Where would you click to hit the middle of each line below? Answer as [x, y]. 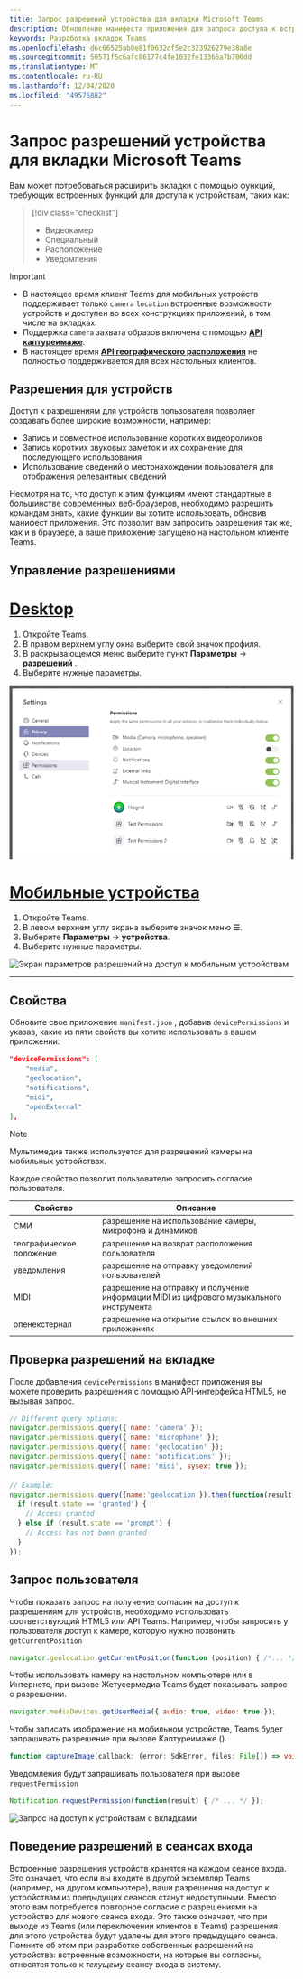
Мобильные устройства [105, 892]
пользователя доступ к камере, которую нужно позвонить [123, 1630]
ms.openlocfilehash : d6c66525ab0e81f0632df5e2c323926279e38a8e [131, 48]
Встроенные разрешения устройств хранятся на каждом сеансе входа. [148, 1868]
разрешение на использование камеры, [179, 1221]
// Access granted [60, 1514]
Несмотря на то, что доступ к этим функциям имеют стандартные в [141, 494]
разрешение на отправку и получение [176, 1288]
